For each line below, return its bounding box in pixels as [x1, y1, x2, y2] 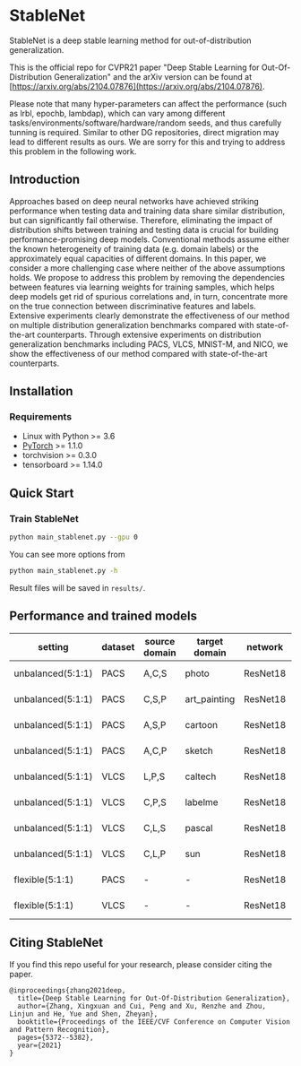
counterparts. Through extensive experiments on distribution [37, 329, 262, 340]
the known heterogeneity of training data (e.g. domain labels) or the [9, 243, 260, 254]
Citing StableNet [9, 935, 104, 950]
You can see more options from [9, 549, 125, 559]
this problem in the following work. [9, 145, 137, 157]
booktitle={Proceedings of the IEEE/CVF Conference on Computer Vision [17, 1017, 291, 1027]
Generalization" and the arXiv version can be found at [53, 71, 253, 82]
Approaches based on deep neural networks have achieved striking [9, 195, 260, 206]
